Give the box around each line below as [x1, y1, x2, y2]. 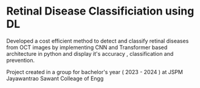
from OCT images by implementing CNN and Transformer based [6, 44, 168, 51]
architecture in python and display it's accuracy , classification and [6, 50, 174, 57]
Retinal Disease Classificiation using [6, 4, 195, 18]
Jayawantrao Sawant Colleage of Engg [6, 75, 104, 82]
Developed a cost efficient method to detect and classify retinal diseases [6, 37, 189, 44]
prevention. [6, 56, 35, 64]
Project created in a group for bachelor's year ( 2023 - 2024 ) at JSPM [6, 68, 184, 75]
